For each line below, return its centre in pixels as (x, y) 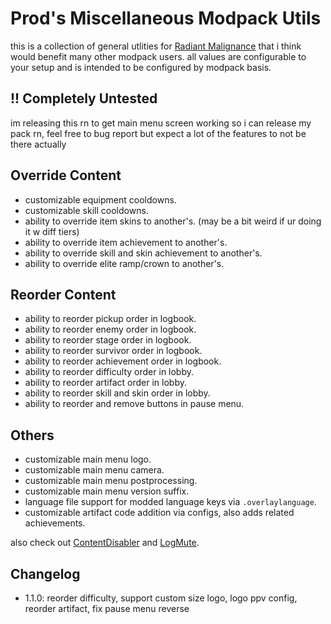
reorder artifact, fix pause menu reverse (107, 608)
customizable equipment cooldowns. (100, 199)
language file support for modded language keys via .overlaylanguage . (170, 502)
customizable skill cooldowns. (86, 210)
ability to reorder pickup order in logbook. (110, 319)
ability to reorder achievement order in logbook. (123, 361)
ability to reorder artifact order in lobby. (105, 383)
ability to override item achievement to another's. (126, 242)
